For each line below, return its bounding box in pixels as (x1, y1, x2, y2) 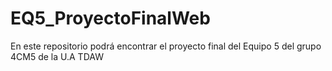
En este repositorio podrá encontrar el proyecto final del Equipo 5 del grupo (10, 40, 322, 52)
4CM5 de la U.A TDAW (10, 50, 104, 62)
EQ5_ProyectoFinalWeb (10, 7, 211, 30)
